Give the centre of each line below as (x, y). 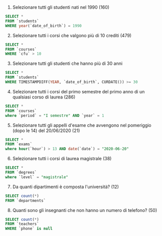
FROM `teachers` (22, 224)
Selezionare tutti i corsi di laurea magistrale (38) (62, 159)
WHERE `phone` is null (29, 229)
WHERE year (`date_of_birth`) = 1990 (43, 26)
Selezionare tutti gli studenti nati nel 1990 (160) (61, 7)
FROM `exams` (19, 144)
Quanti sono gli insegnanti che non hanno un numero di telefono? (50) (85, 210)
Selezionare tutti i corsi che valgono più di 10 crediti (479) (72, 35)
